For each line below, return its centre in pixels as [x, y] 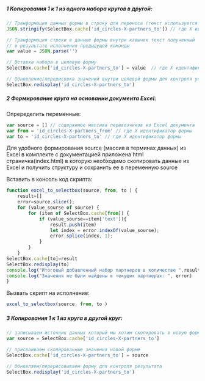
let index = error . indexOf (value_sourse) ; [105, 230]
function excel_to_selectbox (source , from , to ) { [72, 191]
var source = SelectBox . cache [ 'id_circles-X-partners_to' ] [83, 339]
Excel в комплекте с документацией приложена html [75, 154]
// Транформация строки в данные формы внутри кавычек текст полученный [101, 40]
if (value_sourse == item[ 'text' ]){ [83, 219]
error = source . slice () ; [46, 202]
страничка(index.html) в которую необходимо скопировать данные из [98, 161]
